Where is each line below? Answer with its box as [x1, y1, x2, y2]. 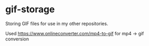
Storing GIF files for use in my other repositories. [5, 20, 108, 27]
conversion [5, 36, 29, 42]
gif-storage [5, 4, 55, 15]
